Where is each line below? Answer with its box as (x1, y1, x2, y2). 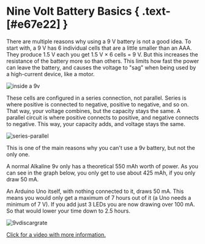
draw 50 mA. (6, 175, 39, 183)
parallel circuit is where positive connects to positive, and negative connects (6, 114, 199, 121)
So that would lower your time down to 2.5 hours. (6, 207, 130, 214)
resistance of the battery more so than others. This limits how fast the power (6, 57, 199, 65)
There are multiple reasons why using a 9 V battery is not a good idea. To (6, 37, 192, 45)
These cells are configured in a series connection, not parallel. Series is (6, 94, 187, 101)
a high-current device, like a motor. (6, 70, 95, 77)
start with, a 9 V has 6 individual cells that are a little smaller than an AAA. (6, 44, 192, 52)
